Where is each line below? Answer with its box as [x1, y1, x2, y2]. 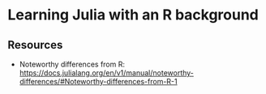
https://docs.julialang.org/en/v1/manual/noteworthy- [19, 68, 194, 78]
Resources [7, 38, 63, 52]
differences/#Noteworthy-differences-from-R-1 [19, 77, 178, 86]
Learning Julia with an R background [7, 6, 259, 24]
